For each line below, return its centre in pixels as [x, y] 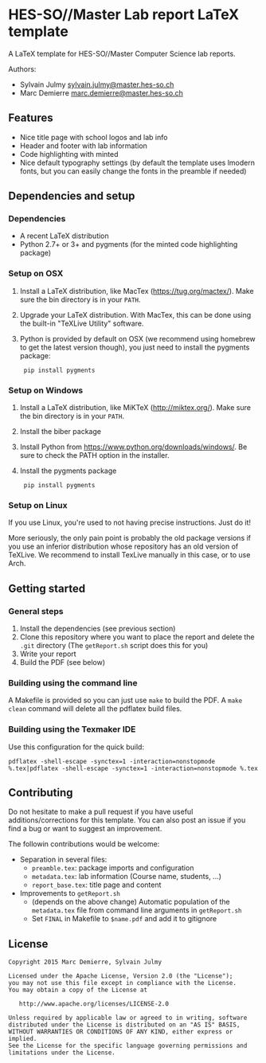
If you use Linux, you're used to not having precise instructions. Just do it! [130, 522]
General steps [36, 611]
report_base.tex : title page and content [96, 885]
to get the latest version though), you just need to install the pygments [135, 347]
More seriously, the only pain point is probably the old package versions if [130, 538]
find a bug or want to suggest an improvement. [85, 829]
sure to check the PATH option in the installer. [94, 455]
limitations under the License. [62, 1053]
